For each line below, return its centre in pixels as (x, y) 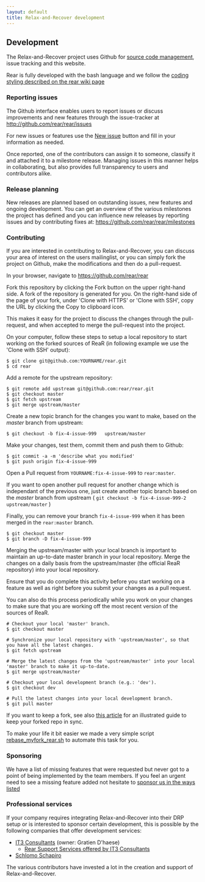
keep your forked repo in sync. (45, 722)
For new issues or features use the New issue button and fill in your (91, 135)
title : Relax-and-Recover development (56, 18)
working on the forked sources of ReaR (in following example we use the (98, 343)
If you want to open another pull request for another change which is (93, 485)
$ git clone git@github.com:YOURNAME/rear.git (67, 361)
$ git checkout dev (31, 688)
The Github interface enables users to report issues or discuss (85, 111)
